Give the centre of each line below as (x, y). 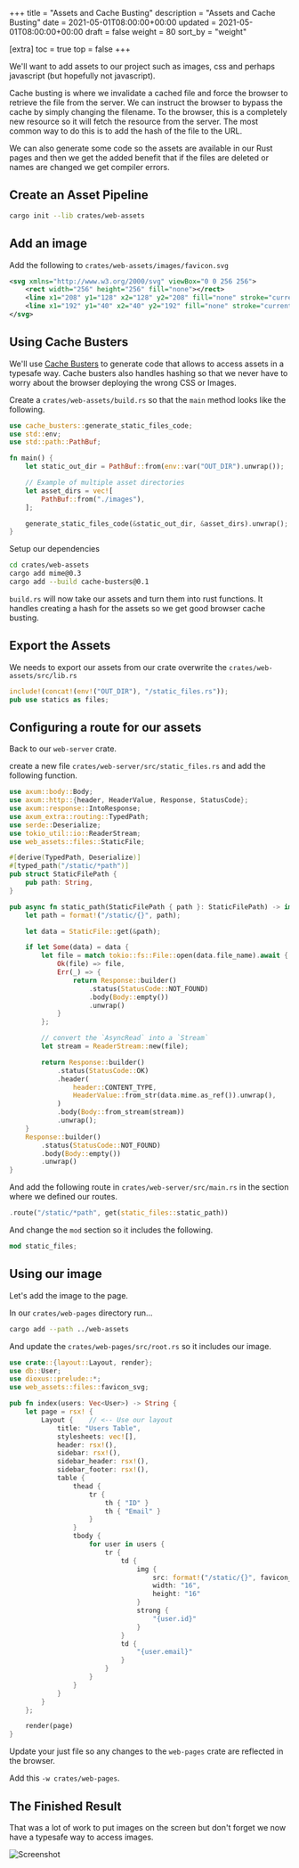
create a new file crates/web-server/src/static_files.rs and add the (137, 766)
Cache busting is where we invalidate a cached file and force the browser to (149, 93)
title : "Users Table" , (99, 1428)
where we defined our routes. (64, 1197)
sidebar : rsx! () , (89, 1453)
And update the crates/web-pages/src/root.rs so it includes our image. (140, 1346)
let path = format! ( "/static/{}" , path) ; (103, 915)
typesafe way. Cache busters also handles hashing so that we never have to (149, 373)
